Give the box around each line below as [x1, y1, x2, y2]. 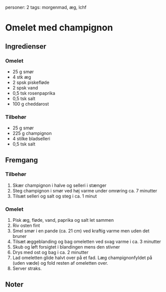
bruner [12, 233, 27, 239]
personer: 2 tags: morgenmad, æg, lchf [5, 5, 87, 10]
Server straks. [12, 265, 42, 272]
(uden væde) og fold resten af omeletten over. [12, 260, 108, 266]
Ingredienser [5, 42, 47, 51]
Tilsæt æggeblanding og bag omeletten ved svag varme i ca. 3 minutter [12, 238, 161, 245]
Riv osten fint [12, 222, 40, 229]
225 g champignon [12, 130, 52, 136]
